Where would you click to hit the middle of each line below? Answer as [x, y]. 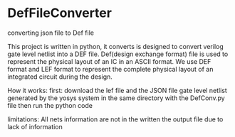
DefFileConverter [60, 13]
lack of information [35, 126]
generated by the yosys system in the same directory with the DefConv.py [116, 98]
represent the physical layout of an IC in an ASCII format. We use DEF [109, 61]
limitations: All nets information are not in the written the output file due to [115, 119]
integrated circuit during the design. [60, 77]
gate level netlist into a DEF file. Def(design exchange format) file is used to [118, 54]
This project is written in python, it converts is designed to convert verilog [116, 46]
